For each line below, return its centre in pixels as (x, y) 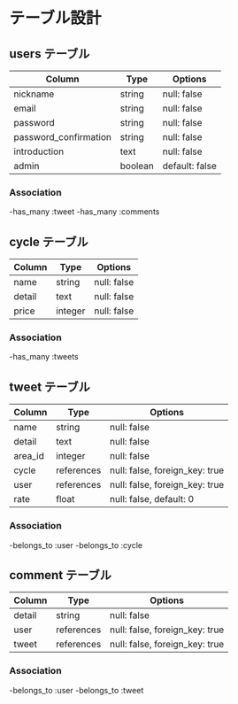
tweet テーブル (50, 387)
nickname (34, 94)
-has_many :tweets (44, 357)
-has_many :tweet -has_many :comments (84, 212)
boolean (137, 166)
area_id (29, 456)
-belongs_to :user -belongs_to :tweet (77, 690)
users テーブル (50, 54)
